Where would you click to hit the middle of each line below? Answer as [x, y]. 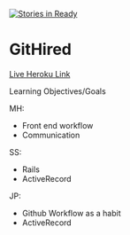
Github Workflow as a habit [71, 213]
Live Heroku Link [40, 74]
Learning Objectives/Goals [57, 91]
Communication [51, 135]
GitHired [41, 50]
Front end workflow [57, 125]
